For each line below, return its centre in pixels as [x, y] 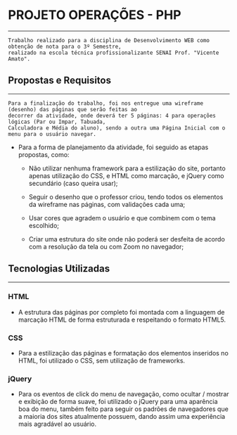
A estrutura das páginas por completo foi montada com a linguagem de [121, 312]
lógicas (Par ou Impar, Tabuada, [57, 122]
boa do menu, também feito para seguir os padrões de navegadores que [123, 409]
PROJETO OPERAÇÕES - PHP [95, 15]
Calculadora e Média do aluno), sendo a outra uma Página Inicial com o [117, 128]
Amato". [19, 59]
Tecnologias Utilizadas [59, 269]
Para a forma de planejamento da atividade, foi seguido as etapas [113, 147]
